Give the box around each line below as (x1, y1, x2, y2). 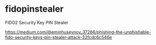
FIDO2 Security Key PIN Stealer (5, 20, 68, 25)
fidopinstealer (5, 3, 64, 15)
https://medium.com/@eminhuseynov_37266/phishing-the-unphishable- (5, 29, 151, 35)
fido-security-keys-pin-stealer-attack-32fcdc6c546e (5, 34, 112, 40)
